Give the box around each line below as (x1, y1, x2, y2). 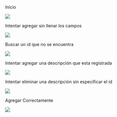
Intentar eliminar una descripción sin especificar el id (5, 79, 113, 85)
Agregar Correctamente (5, 97, 54, 103)
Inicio (5, 4, 16, 10)
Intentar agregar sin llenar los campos (5, 23, 82, 28)
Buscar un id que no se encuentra (5, 42, 74, 47)
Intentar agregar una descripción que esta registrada (5, 60, 112, 66)
